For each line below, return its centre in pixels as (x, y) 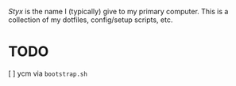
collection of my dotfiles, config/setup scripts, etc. (91, 20)
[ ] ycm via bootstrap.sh (48, 73)
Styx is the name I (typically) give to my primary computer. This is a (118, 11)
